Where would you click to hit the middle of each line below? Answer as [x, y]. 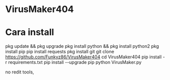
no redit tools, [20, 72]
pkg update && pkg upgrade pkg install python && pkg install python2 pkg [82, 46]
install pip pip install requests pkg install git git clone [60, 52]
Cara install [30, 32]
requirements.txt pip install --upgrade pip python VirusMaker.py [75, 62]
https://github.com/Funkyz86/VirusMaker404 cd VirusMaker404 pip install [83, 57]
